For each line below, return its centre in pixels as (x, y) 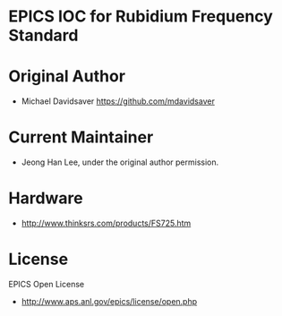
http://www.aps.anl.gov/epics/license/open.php (109, 301)
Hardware (46, 198)
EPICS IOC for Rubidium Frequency (141, 17)
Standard (43, 35)
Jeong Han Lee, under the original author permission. (120, 162)
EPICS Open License (47, 284)
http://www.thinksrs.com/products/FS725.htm (106, 223)
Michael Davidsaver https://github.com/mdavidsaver (118, 101)
